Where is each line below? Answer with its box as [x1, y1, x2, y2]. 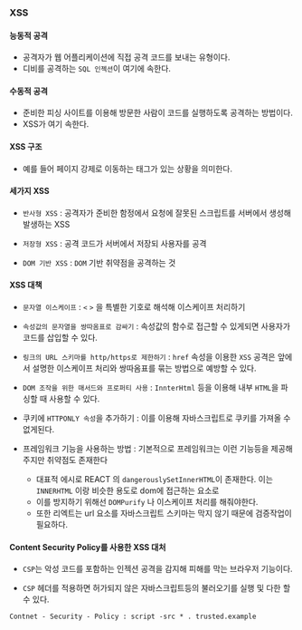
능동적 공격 [9, 30, 48, 41]
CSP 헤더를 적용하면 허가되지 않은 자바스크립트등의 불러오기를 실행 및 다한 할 [22, 583, 291, 594]
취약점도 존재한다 [46, 454, 109, 465]
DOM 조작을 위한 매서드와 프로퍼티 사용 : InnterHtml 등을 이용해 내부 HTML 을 [22, 382, 279, 393]
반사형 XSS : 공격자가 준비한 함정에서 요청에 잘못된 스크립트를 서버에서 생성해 [22, 207, 292, 218]
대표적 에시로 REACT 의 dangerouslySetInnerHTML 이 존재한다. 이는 [35, 473, 274, 484]
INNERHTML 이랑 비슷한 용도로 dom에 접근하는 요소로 [35, 485, 220, 496]
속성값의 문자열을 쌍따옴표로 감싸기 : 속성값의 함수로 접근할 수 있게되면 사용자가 [22, 320, 291, 332]
